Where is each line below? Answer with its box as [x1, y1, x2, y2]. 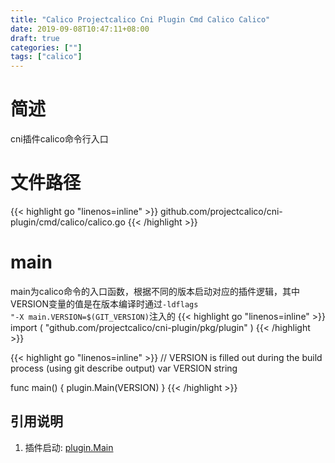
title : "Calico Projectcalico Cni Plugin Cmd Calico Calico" [10, 14, 271, 25]
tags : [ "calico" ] [10, 52, 83, 62]
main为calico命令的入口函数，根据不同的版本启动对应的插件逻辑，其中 [10, 285, 300, 297]
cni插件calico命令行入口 [10, 133, 109, 145]
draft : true [10, 33, 60, 43]
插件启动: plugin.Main [24, 441, 114, 453]
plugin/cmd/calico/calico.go [10, 216, 126, 228]
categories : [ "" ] [10, 42, 83, 53]
